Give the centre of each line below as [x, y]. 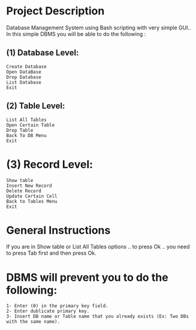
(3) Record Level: [50, 164]
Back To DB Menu [26, 135]
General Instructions [58, 230]
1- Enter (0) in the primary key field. [58, 306]
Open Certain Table [31, 125]
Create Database [26, 66]
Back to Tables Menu [32, 201]
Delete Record [24, 191]
